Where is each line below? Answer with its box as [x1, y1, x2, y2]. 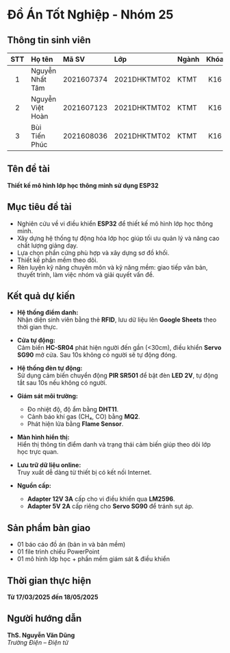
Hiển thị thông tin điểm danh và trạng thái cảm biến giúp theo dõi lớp [16, 440, 211, 449]
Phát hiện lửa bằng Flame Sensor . [27, 420, 124, 428]
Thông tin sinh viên [7, 34, 91, 46]
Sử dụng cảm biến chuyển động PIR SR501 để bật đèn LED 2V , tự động [16, 371, 218, 380]
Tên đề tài [7, 163, 50, 175]
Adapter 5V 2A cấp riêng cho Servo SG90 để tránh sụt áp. [27, 502, 194, 510]
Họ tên [30, 55, 53, 64]
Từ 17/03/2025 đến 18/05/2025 [7, 593, 99, 602]
